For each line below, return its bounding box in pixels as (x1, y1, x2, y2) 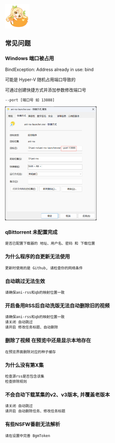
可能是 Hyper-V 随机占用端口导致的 (5, 77, 76, 82)
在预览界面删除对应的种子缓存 (5, 349, 56, 354)
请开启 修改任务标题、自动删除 (5, 325, 58, 330)
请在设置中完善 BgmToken (5, 433, 50, 438)
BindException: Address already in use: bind (5, 66, 94, 72)
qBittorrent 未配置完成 (5, 229, 57, 236)
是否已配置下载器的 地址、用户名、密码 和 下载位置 (5, 241, 95, 246)
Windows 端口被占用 (5, 55, 55, 62)
